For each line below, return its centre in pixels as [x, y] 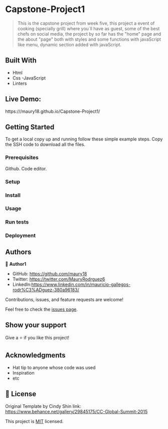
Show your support [36, 325]
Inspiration [23, 373]
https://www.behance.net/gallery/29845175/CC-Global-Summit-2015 [76, 411]
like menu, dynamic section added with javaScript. [69, 44]
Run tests [17, 222]
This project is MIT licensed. [34, 421]
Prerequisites [22, 158]
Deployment [21, 236]
